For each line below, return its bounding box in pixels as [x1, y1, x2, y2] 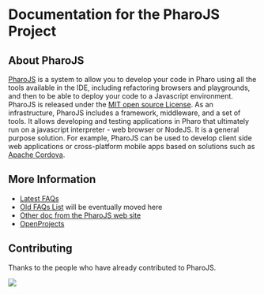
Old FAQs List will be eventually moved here [19, 202, 163, 211]
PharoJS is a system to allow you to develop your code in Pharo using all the [8, 75, 257, 84]
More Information [8, 173, 96, 186]
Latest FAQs [19, 193, 59, 203]
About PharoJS [8, 54, 85, 67]
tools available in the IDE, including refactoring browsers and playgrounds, [8, 83, 251, 92]
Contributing [8, 242, 73, 256]
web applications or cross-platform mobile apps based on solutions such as [8, 142, 255, 151]
